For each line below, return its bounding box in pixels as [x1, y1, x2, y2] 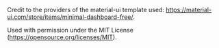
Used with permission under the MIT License [7, 26, 133, 34]
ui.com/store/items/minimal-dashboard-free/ [7, 13, 133, 21]
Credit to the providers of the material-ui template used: [7, 6, 164, 14]
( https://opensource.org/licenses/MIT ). [7, 33, 118, 41]
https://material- [165, 6, 212, 14]
